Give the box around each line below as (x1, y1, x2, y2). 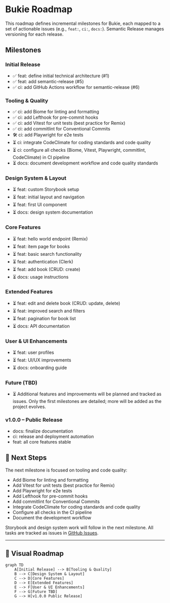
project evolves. (12, 404, 47, 410)
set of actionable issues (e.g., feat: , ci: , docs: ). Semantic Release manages (5, 25, 164, 31)
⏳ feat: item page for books (12, 243, 70, 249)
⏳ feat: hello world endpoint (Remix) (12, 236, 88, 242)
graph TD (5, 562, 24, 568)
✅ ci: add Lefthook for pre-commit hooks (12, 114, 99, 120)
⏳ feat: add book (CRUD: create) (12, 266, 80, 272)
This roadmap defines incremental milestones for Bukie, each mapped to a (5, 20, 161, 26)
